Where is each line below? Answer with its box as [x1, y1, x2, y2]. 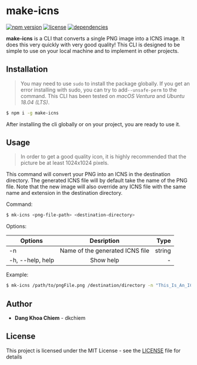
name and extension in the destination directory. [6, 190, 123, 197]
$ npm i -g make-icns [6, 110, 59, 116]
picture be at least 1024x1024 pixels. [20, 160, 109, 167]
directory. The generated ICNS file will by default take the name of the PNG [6, 177, 188, 184]
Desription [90, 236, 120, 245]
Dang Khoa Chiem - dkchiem [14, 315, 86, 321]
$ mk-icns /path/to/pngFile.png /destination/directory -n [6, 283, 154, 289]
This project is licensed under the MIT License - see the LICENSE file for [6, 347, 181, 354]
